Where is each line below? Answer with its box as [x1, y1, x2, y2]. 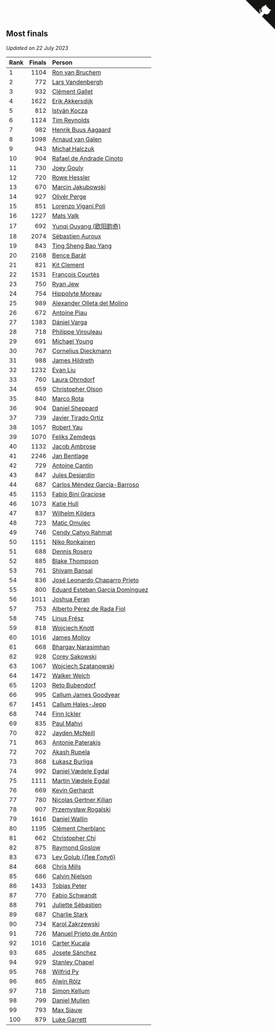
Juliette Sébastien [52, 901, 102, 909]
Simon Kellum [52, 986, 90, 995]
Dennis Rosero [52, 547, 93, 555]
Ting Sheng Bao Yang [52, 242, 112, 250]
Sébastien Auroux [52, 232, 102, 240]
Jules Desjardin [52, 471, 95, 479]
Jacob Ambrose [52, 442, 96, 450]
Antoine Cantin [52, 461, 93, 470]
